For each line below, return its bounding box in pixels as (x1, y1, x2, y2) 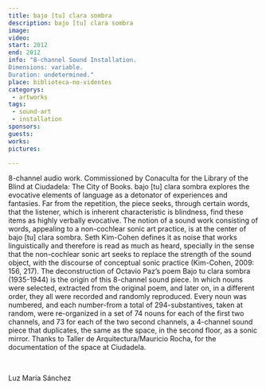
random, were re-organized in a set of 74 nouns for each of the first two (8, 309, 244, 318)
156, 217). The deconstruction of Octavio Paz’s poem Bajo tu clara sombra (8, 266, 251, 276)
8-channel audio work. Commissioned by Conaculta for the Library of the (8, 173, 248, 183)
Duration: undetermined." (8, 71, 94, 79)
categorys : (8, 85, 45, 94)
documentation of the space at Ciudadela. (8, 343, 147, 352)
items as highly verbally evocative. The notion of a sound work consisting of (8, 216, 259, 225)
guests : (8, 130, 34, 138)
